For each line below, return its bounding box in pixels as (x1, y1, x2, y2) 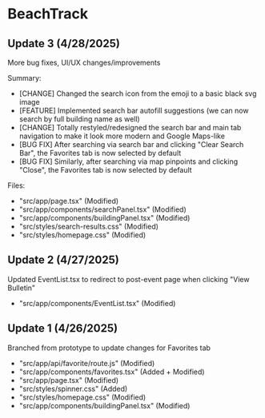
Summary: (7, 74, 42, 82)
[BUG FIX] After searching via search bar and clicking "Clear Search (18, 140, 244, 149)
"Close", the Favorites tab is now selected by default (18, 165, 193, 174)
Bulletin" (7, 283, 36, 293)
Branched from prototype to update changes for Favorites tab (7, 343, 211, 352)
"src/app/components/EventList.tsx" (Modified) (18, 298, 176, 308)
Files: (7, 181, 26, 190)
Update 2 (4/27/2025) (7, 253, 119, 267)
